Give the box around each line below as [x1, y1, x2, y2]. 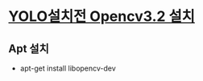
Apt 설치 [8, 42, 50, 55]
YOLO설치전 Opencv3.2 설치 [8, 7, 196, 26]
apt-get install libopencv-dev [19, 63, 117, 73]
